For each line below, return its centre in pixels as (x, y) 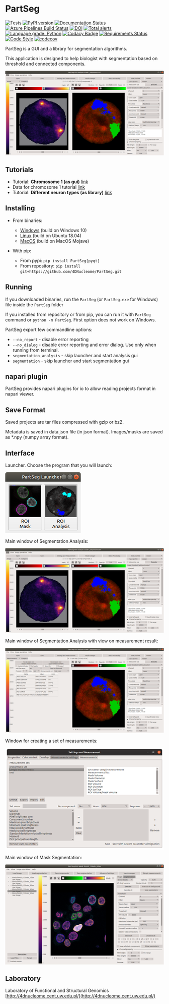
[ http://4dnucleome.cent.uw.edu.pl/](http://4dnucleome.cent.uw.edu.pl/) (80, 996)
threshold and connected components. (46, 64)
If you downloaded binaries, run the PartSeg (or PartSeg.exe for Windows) (82, 299)
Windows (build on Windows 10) (53, 230)
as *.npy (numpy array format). (37, 437)
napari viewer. (20, 394)
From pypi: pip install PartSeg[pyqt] (60, 260)
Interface (20, 453)
